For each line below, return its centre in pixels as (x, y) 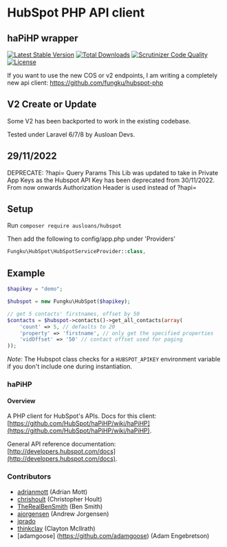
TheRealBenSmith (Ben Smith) (60, 506)
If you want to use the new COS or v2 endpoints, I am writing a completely (112, 75)
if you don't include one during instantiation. (70, 366)
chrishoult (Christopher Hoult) (60, 499)
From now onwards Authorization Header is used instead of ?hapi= (102, 187)
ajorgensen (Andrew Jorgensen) (63, 514)
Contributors (29, 477)
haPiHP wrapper (43, 38)
